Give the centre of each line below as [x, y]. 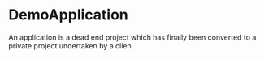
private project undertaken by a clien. [71, 45]
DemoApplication [68, 15]
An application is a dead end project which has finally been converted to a [132, 37]
